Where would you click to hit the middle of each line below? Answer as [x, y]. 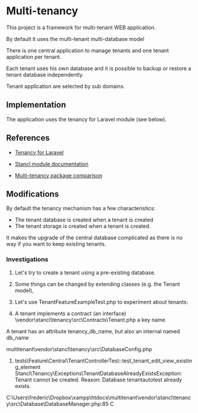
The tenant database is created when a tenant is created [84, 220]
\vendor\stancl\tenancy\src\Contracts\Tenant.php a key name [90, 320]
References [28, 138]
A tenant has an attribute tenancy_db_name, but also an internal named [93, 331]
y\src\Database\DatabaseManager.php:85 [57, 403]
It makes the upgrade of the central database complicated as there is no [95, 238]
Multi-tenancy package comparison [59, 175]
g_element [27, 367]
